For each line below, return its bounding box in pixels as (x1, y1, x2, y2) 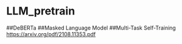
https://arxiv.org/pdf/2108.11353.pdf (6, 30, 96, 37)
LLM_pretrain (6, 4, 75, 18)
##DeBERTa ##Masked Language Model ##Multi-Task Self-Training (6, 24, 177, 31)
